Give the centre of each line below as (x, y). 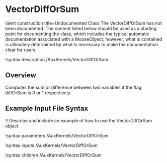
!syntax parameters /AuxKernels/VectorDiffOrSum (57, 135)
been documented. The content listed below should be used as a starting (81, 28)
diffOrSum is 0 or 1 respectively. (38, 93)
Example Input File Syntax (47, 109)
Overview (21, 75)
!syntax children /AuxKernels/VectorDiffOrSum (53, 155)
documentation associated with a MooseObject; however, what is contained (84, 39)
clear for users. (21, 50)
